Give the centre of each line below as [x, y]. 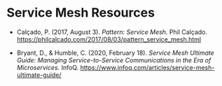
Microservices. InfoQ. [48, 67]
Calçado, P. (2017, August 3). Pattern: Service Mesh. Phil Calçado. [112, 32]
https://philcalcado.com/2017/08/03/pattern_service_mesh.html [109, 39]
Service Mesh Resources [81, 13]
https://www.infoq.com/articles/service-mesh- [147, 67]
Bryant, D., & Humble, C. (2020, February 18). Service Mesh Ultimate [116, 53]
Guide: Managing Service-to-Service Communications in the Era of [114, 60]
